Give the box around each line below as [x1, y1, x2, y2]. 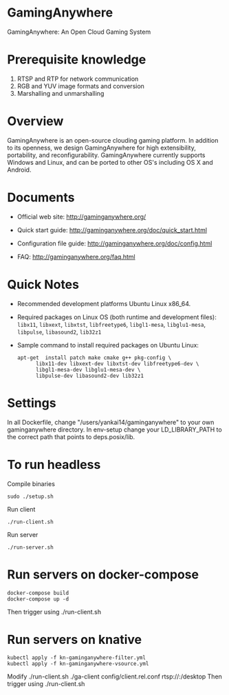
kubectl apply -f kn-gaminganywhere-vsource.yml [7, 661, 149, 667]
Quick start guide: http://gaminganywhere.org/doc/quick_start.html [17, 225, 208, 234]
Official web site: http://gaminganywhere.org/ [17, 212, 146, 221]
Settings [7, 395, 56, 411]
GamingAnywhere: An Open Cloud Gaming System [7, 28, 151, 36]
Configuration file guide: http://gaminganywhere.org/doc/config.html [17, 239, 212, 248]
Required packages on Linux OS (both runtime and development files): [17, 312, 217, 321]
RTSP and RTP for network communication [17, 74, 139, 83]
